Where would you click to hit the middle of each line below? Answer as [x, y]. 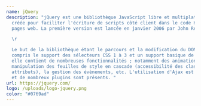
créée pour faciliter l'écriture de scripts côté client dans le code [101, 23]
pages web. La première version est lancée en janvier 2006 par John [100, 28]
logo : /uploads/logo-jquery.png [46, 89]
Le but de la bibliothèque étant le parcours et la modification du [99, 50]
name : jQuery [22, 12]
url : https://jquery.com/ [38, 83]
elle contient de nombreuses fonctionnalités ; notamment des [91, 61]
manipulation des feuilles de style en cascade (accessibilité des [98, 66]
